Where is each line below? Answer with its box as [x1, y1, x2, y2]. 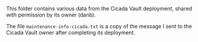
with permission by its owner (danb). [6, 11, 97, 18]
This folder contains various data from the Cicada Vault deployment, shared [6, 5, 193, 12]
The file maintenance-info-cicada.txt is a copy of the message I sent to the [6, 23, 192, 30]
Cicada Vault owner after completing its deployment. [6, 29, 135, 36]
